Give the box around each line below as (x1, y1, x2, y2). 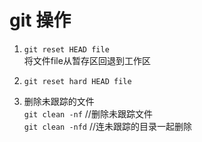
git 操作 (9, 9, 72, 32)
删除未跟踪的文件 (23, 95, 95, 107)
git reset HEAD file (23, 44, 110, 55)
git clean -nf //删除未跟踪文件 (23, 107, 153, 120)
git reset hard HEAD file (23, 76, 132, 86)
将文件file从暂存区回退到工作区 (23, 54, 151, 66)
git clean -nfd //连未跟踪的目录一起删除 (23, 120, 193, 132)
